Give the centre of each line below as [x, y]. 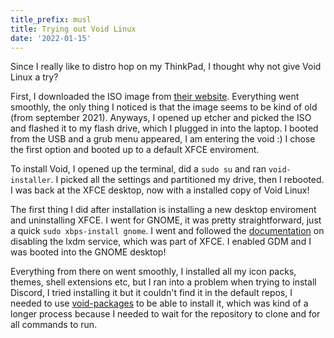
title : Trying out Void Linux [73, 29]
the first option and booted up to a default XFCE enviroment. [135, 150]
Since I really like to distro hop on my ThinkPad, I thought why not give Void [166, 67]
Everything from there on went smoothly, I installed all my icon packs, [153, 272]
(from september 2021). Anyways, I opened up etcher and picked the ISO [161, 118]
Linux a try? [34, 77]
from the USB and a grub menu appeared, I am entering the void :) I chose [163, 139]
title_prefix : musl [51, 19]
